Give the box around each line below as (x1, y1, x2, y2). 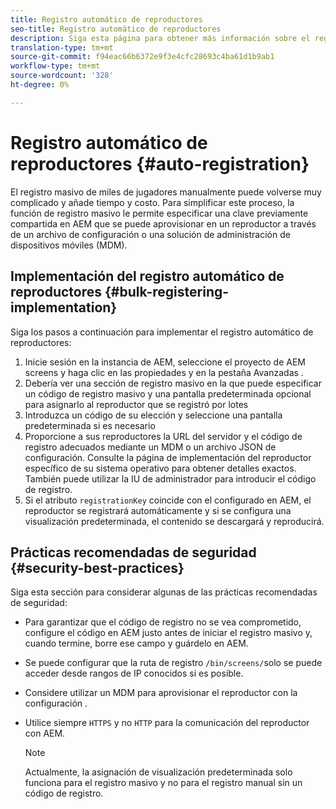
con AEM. (24, 727, 66, 740)
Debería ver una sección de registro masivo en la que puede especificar (24, 377, 322, 389)
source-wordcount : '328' (10, 71, 114, 81)
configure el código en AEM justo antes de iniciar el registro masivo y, (24, 627, 313, 639)
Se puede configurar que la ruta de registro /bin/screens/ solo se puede (24, 657, 323, 669)
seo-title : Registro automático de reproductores (10, 24, 222, 34)
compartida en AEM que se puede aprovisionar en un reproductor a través (10, 217, 317, 230)
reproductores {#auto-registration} (10, 152, 310, 175)
